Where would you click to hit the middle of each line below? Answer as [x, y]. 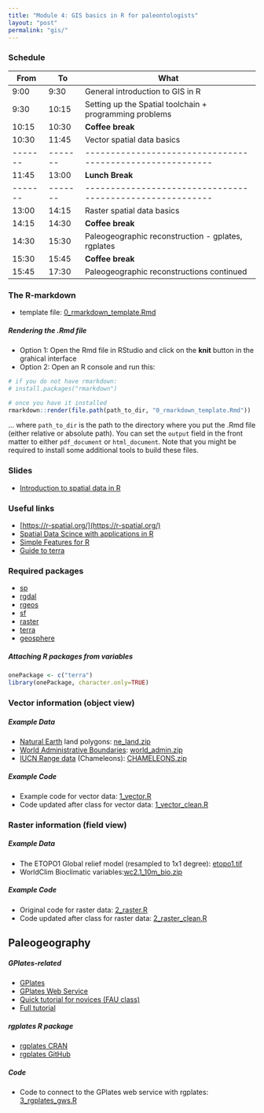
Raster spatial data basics [132, 210]
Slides [20, 471]
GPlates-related [35, 963]
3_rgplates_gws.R [48, 1100]
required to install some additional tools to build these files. [103, 451]
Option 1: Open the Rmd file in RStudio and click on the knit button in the [136, 350]
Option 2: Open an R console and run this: [87, 366]
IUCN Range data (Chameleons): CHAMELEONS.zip [103, 758]
